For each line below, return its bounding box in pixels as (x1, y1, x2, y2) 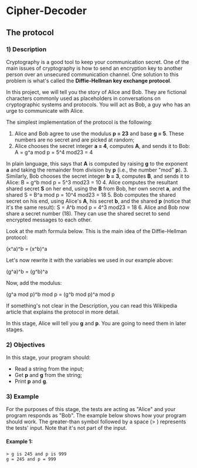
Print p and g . (14, 378, 48, 385)
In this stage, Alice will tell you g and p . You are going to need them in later (6, 319, 186, 326)
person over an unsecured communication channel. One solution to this (6, 70, 179, 78)
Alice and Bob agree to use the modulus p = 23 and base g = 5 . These (14, 130, 184, 137)
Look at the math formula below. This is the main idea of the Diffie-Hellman (6, 227, 187, 234)
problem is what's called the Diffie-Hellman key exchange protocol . (6, 77, 172, 84)
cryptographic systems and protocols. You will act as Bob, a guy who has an (6, 101, 191, 108)
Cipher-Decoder (6, 4, 87, 18)
